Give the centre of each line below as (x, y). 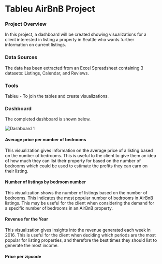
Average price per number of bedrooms (45, 139)
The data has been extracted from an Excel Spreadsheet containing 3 (74, 68)
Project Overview (26, 24)
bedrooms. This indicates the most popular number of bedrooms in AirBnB (79, 198)
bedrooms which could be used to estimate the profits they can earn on (76, 166)
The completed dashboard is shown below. (48, 119)
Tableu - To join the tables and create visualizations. (57, 96)
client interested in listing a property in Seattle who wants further (70, 40)
